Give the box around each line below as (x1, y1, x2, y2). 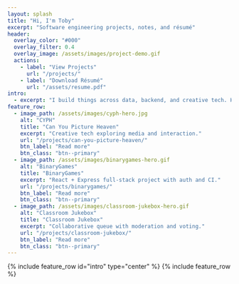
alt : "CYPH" (20, 116, 55, 123)
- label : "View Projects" (20, 64, 97, 71)
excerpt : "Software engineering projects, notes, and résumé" (7, 24, 196, 31)
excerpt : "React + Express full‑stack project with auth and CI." (20, 176, 221, 183)
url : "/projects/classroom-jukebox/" (20, 229, 132, 236)
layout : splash (7, 10, 53, 18)
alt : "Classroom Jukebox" (20, 210, 97, 217)
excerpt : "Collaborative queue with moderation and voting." (20, 223, 205, 230)
